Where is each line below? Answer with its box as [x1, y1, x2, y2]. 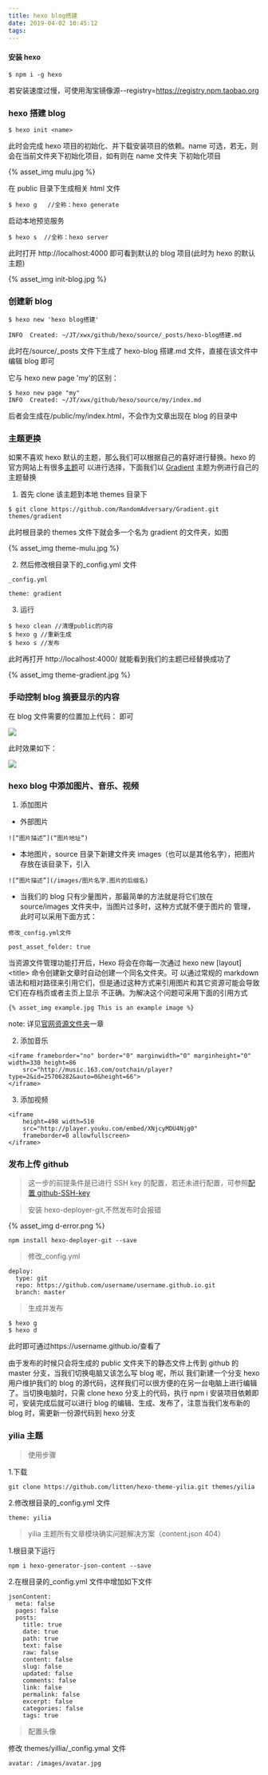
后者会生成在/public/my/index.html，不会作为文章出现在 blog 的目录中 [8, 411, 238, 421]
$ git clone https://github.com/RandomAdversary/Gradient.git [8, 505, 219, 513]
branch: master [15, 1289, 66, 1297]
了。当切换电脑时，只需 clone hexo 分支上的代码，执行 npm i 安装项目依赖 [8, 1389, 253, 1398]
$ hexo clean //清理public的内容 [8, 622, 113, 631]
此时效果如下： [8, 743, 57, 753]
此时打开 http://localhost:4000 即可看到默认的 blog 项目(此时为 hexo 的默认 [8, 248, 256, 258]
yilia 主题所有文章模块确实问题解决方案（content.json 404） [27, 1528, 226, 1538]
